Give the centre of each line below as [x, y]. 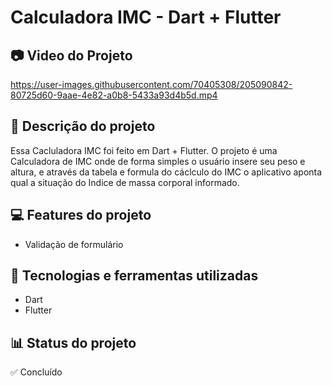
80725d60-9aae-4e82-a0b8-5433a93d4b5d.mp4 [114, 95]
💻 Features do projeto [81, 215]
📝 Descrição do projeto [83, 126]
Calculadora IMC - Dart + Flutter [146, 17]
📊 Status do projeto [73, 342]
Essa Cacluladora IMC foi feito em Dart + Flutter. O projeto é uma [144, 150]
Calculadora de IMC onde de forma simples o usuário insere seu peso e [158, 161]
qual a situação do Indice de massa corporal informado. [125, 182]
